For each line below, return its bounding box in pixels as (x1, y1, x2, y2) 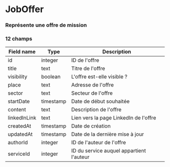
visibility (8, 73, 28, 80)
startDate (8, 98, 30, 105)
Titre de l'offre (71, 65, 105, 72)
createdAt (8, 122, 31, 130)
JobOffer (5, 4, 44, 15)
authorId (8, 139, 28, 146)
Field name (8, 48, 36, 55)
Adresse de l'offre (71, 81, 114, 89)
